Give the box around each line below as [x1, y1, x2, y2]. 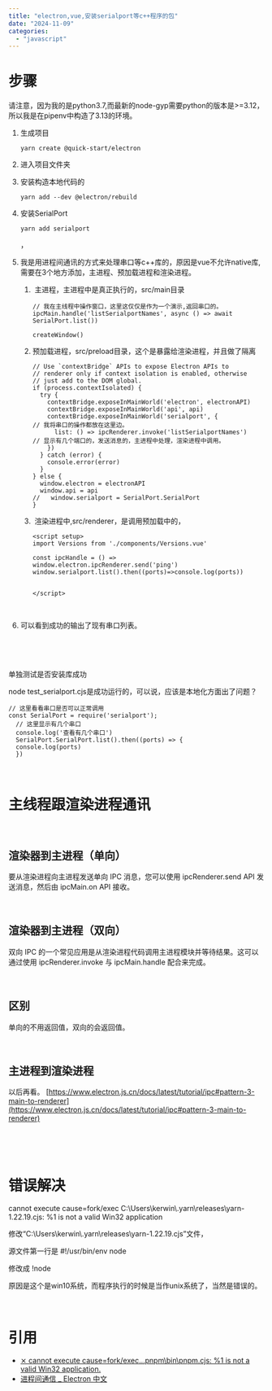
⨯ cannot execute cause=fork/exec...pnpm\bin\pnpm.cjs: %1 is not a [19, 1356, 250, 1366]
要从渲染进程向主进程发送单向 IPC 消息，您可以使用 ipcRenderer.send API [8, 872, 255, 881]
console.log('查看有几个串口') [15, 729, 113, 737]
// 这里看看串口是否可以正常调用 [8, 705, 104, 713]
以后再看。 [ [8, 1087, 50, 1097]
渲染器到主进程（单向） [8, 848, 126, 863]
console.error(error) [47, 458, 120, 466]
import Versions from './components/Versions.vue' [32, 540, 208, 548]
